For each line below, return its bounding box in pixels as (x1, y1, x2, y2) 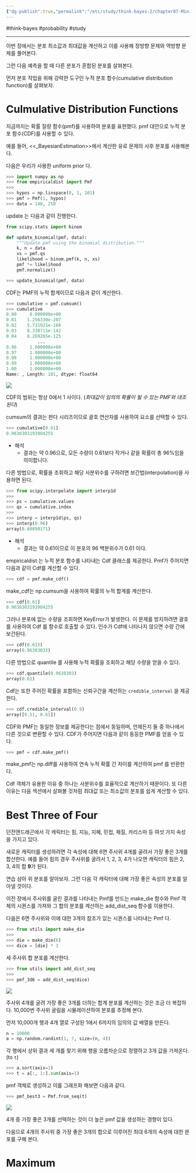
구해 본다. (16, 1136, 39, 1143)
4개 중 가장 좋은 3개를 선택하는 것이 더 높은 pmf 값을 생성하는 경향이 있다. (6, 1116, 174, 1123)
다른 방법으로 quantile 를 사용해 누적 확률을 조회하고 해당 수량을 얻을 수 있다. (6, 659, 181, 666)
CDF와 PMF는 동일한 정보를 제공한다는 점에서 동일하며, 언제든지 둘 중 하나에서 (6, 723, 185, 730)
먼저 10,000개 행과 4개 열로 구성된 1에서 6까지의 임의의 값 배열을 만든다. (6, 1019, 170, 1026)
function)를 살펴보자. (6, 81, 54, 88)
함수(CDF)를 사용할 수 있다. (12, 130, 75, 137)
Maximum (6, 1157, 55, 1170)
